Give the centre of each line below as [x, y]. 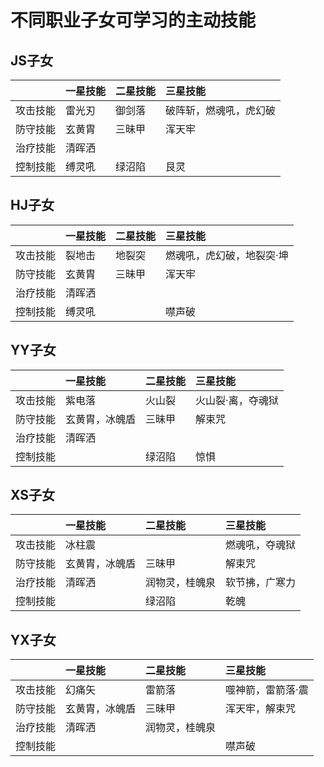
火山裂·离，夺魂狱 [237, 400]
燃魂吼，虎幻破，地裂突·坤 [227, 255]
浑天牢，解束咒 [261, 709]
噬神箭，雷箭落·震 [267, 690]
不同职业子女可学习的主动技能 [133, 20]
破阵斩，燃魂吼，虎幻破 [221, 110]
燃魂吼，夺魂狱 [261, 545]
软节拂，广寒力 [261, 583]
